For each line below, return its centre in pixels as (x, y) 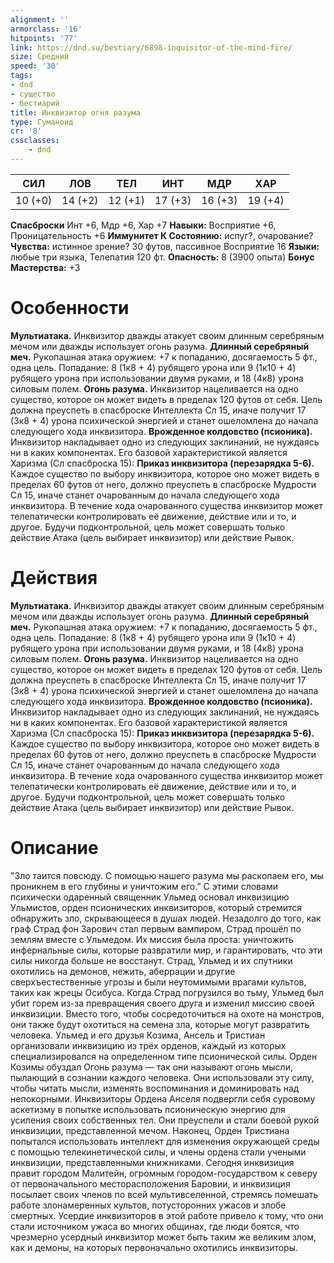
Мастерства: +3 (45, 267)
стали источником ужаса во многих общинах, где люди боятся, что (155, 1226)
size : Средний (40, 57)
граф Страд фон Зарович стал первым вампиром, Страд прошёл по (156, 928)
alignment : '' (40, 19)
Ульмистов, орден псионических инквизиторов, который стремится (156, 907)
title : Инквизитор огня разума (75, 112)
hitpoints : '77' (44, 38)
